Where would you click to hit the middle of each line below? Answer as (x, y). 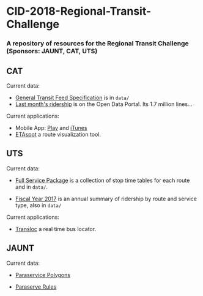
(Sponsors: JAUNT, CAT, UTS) (52, 51)
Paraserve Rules (36, 287)
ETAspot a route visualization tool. (58, 134)
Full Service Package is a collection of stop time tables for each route (102, 180)
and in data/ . (31, 187)
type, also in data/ (38, 205)
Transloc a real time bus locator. (56, 229)
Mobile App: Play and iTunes (51, 127)
